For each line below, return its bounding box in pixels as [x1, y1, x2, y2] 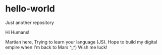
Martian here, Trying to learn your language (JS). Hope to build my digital [5, 38, 157, 45]
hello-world [5, 3, 56, 14]
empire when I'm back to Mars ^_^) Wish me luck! [5, 44, 107, 50]
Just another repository [5, 19, 55, 25]
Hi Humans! [5, 29, 30, 35]
